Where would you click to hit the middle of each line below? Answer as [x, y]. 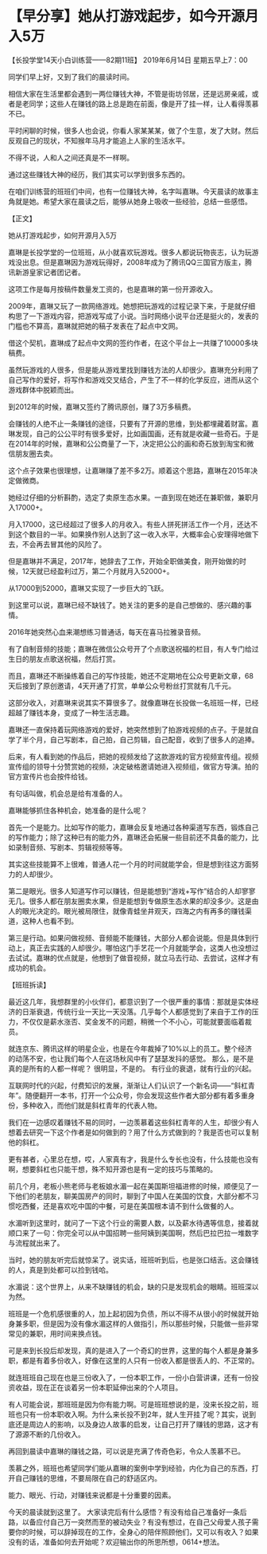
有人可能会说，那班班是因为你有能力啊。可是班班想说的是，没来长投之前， [130, 1404]
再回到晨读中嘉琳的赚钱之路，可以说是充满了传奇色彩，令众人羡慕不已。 [126, 1451]
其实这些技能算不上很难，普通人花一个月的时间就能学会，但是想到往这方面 [130, 864]
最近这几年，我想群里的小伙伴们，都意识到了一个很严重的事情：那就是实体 [130, 1001]
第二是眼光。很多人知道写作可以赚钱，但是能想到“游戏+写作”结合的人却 [125, 891]
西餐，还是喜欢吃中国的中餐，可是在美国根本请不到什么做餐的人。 [130, 1206]
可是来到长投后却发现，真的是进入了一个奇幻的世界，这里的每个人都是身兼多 [133, 1350]
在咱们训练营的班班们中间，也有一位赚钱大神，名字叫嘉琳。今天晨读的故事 [130, 191]
